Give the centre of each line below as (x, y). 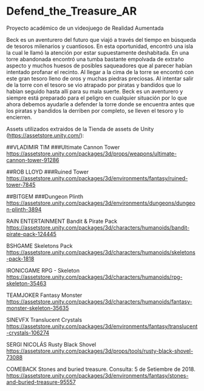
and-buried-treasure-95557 (41, 382)
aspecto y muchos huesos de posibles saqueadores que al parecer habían (100, 66)
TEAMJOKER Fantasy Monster (44, 295)
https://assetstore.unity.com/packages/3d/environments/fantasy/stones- (97, 375)
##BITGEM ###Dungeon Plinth (45, 196)
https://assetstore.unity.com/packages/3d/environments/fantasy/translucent (102, 326)
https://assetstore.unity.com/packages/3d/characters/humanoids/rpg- (94, 277)
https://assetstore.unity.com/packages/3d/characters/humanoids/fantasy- (99, 301)
